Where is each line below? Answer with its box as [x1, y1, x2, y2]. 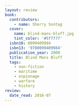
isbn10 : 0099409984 [9, 41, 51, 46]
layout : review [5, 7, 37, 13]
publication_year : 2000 [9, 50, 60, 55]
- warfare [14, 78, 35, 84]
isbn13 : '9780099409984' [9, 45, 63, 50]
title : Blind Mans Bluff [9, 55, 63, 60]
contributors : [9, 17, 39, 22]
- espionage [14, 74, 39, 79]
